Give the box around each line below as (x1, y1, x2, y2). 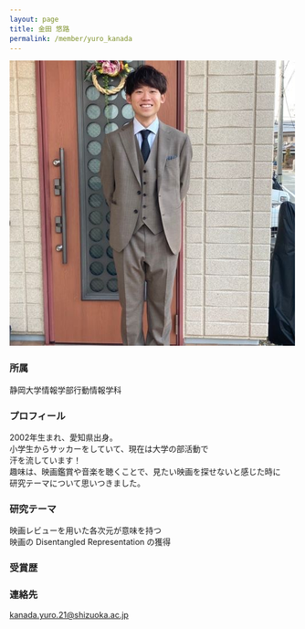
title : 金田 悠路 (9, 24, 70, 34)
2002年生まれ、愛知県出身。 (9, 432, 118, 443)
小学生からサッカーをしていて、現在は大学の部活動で (9, 443, 209, 454)
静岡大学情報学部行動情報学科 (9, 384, 121, 395)
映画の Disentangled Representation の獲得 (9, 537, 172, 548)
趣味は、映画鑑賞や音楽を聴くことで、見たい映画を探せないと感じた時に (9, 466, 281, 477)
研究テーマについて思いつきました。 (9, 477, 146, 488)
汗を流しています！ (9, 455, 82, 466)
